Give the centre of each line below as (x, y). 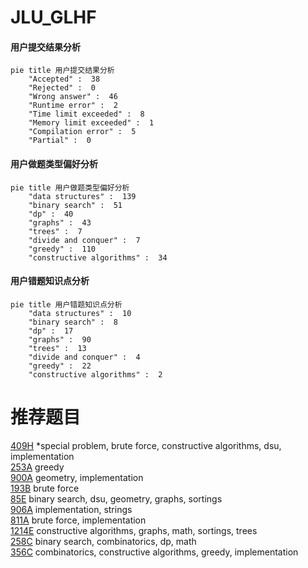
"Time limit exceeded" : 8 (86, 114)
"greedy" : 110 (62, 249)
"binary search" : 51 (75, 205)
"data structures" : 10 (80, 313)
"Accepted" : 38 (64, 79)
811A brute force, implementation (78, 520)
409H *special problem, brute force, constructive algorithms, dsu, (146, 445)
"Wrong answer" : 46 (73, 97)
